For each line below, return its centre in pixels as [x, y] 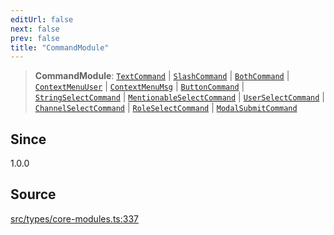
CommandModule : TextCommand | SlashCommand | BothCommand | [162, 76]
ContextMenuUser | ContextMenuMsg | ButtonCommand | [139, 87]
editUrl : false [42, 19]
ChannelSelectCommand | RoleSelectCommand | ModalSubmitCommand [166, 108]
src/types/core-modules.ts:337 [74, 218]
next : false [35, 29]
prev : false [35, 38]
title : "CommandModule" [60, 47]
